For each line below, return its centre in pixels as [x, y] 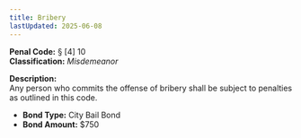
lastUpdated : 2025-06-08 [56, 26]
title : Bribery [38, 17]
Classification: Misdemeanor [64, 61]
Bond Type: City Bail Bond [71, 115]
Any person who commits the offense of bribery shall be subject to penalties [151, 88]
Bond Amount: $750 [61, 124]
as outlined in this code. [53, 97]
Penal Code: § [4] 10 [48, 51]
